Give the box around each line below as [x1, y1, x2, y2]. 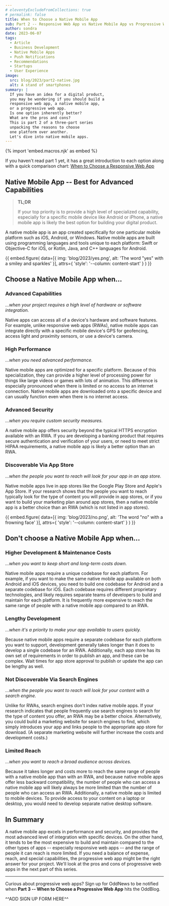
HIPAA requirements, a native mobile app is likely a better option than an [5, 444, 155, 450]
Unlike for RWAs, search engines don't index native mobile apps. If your [5, 702, 154, 708]
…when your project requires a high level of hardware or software [5, 301, 142, 308]
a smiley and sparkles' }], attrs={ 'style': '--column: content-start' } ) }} [5, 260, 152, 267]
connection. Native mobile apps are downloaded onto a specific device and [5, 388, 162, 394]
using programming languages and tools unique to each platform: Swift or [5, 240, 158, 246]
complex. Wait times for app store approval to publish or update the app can [5, 658, 163, 664]
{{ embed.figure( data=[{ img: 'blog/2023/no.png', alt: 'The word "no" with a [5, 514, 163, 520]
